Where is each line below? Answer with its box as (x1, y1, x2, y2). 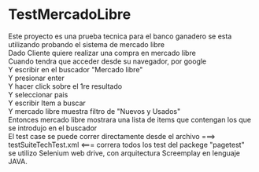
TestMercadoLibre (8, 5, 131, 24)
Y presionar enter (8, 73, 65, 82)
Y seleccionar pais (8, 90, 68, 99)
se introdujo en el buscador (8, 123, 98, 133)
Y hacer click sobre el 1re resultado (8, 81, 123, 91)
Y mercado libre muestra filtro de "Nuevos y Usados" (8, 106, 181, 115)
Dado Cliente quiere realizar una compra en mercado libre (8, 48, 197, 57)
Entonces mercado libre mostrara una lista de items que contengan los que (8, 115, 252, 124)
